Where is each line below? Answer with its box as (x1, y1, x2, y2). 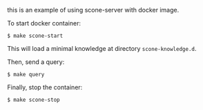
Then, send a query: (7, 58, 65, 66)
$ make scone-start (7, 32, 64, 39)
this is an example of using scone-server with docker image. (7, 6, 180, 14)
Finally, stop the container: (7, 83, 83, 91)
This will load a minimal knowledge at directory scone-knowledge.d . (7, 45, 197, 52)
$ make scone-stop (7, 96, 60, 103)
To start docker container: (7, 19, 81, 27)
